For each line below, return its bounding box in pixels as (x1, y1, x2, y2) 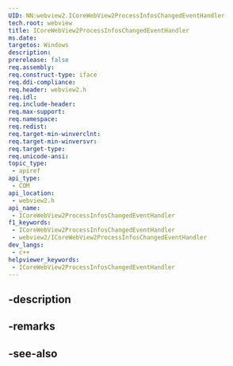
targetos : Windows (8, 41, 69, 49)
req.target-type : (8, 145, 66, 153)
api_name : (8, 204, 41, 212)
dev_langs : (8, 241, 44, 249)
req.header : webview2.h (8, 85, 87, 94)
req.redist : (8, 123, 48, 130)
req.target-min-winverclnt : (8, 130, 101, 138)
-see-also (8, 347, 58, 360)
